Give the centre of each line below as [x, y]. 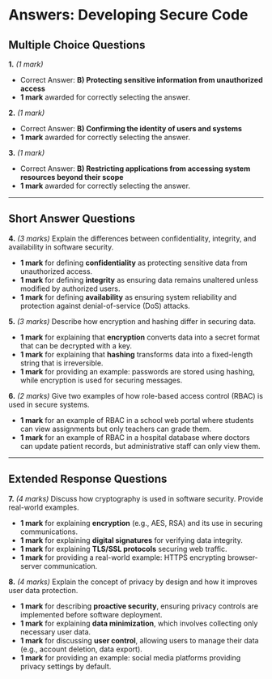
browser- [243, 557]
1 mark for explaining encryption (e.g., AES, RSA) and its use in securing [141, 523]
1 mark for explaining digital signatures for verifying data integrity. [131, 540]
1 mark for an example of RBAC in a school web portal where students [137, 420]
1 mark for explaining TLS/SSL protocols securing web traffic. [123, 549]
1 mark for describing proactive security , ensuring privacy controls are [139, 606]
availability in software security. [61, 247]
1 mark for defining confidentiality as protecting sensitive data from [134, 263]
